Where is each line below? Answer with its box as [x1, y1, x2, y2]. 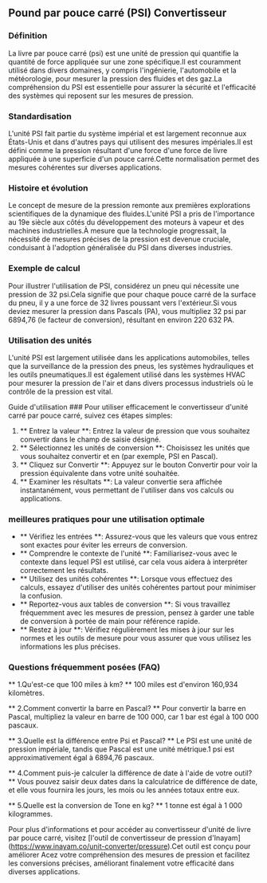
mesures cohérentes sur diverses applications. [8, 163, 162, 172]
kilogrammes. [8, 809, 53, 819]
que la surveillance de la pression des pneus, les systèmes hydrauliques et [8, 361, 253, 371]
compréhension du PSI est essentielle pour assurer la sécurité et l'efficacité [8, 82, 257, 92]
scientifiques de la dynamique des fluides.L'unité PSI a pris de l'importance [8, 209, 255, 218]
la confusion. [19, 591, 63, 601]
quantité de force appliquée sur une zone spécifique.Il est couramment [8, 57, 241, 66]
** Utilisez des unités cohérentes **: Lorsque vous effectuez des [19, 574, 233, 584]
